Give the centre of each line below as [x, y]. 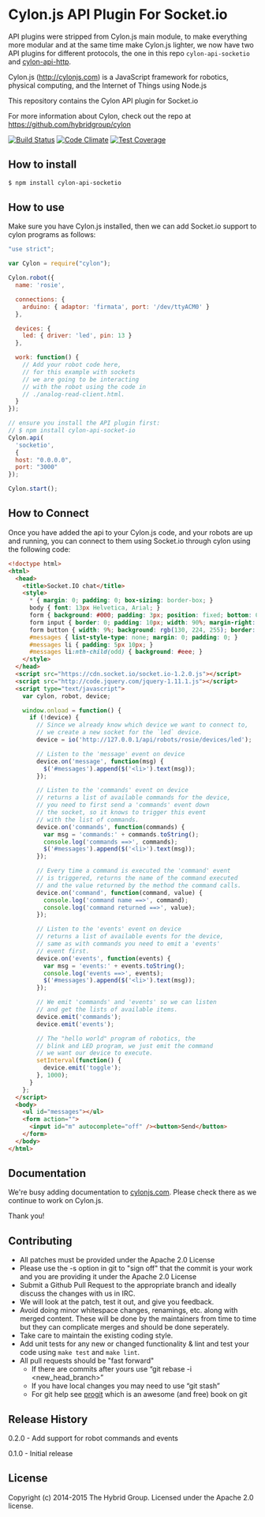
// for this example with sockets [79, 372]
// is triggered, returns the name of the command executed [137, 878]
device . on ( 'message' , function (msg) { [100, 761]
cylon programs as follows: [52, 235]
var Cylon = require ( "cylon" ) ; [60, 264]
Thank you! [26, 1216]
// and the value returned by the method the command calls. [139, 885]
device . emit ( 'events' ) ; [75, 1024]
